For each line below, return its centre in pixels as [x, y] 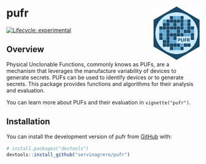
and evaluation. [26, 90]
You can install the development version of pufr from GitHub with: [89, 136]
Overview [25, 49]
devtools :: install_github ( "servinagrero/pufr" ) [68, 155]
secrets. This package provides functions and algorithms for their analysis [100, 84]
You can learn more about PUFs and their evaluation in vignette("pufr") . [99, 102]
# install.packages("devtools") [48, 148]
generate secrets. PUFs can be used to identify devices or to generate [95, 77]
